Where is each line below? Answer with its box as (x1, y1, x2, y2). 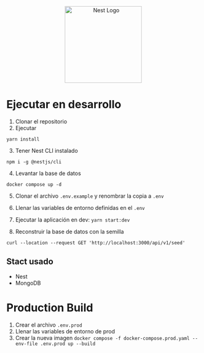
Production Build (6, 301, 93, 314)
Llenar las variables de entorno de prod (15, 327, 116, 335)
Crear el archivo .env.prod (15, 321, 82, 328)
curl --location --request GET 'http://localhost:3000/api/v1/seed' (6, 239, 186, 246)
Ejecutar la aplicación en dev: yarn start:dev (15, 215, 130, 223)
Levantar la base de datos (15, 169, 81, 177)
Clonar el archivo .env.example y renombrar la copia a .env (15, 192, 164, 200)
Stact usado (6, 257, 53, 267)
